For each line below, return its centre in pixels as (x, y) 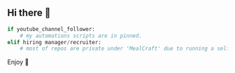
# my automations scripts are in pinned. (81, 36)
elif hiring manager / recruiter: (54, 42)
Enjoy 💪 (18, 62)
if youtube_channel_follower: (51, 29)
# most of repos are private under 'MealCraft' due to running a (117, 49)
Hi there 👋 (29, 13)
